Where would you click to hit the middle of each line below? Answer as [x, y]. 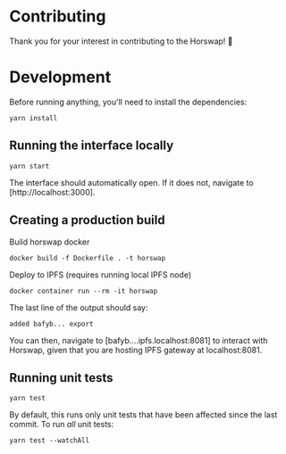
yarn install [34, 118]
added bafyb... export [51, 324]
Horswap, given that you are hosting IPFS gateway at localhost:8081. [136, 350]
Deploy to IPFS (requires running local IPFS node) [101, 275]
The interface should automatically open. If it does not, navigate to [131, 182]
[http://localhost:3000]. [52, 192]
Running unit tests [61, 378]
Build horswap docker [50, 242]
